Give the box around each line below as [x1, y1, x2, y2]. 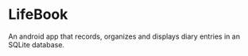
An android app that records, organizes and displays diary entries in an [8, 32, 241, 41]
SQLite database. [8, 39, 65, 49]
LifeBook [8, 6, 68, 24]
